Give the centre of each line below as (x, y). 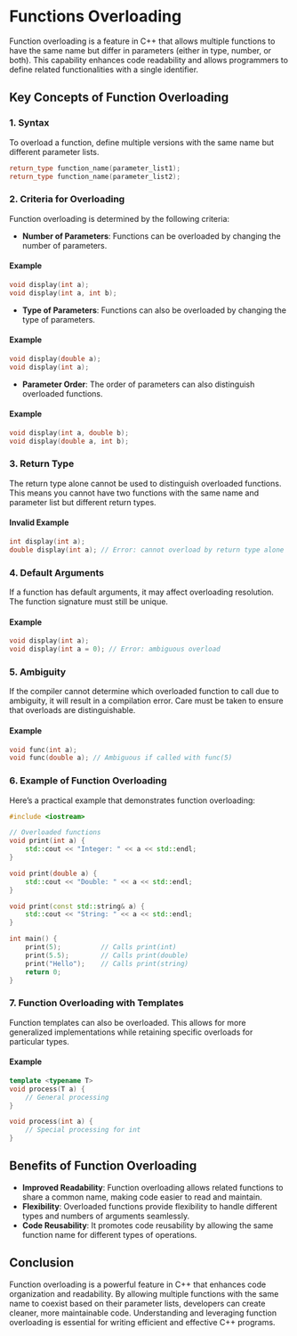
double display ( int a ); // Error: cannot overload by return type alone (147, 550)
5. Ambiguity (38, 672)
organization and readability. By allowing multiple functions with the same (144, 1293)
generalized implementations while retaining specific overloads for (131, 1032)
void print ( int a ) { (48, 841)
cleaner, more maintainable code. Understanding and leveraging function (143, 1313)
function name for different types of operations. (109, 1234)
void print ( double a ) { (53, 873)
